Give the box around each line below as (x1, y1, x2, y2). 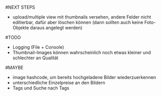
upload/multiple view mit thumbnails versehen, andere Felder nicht (12, 14, 151, 20)
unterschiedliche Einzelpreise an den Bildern (12, 80, 105, 85)
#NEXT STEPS (5, 5, 35, 10)
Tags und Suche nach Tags (12, 85, 70, 91)
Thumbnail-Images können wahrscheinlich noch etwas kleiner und (12, 50, 151, 55)
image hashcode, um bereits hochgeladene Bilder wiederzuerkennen (12, 74, 156, 80)
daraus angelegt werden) (30, 25, 83, 31)
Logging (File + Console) (12, 44, 65, 50)
